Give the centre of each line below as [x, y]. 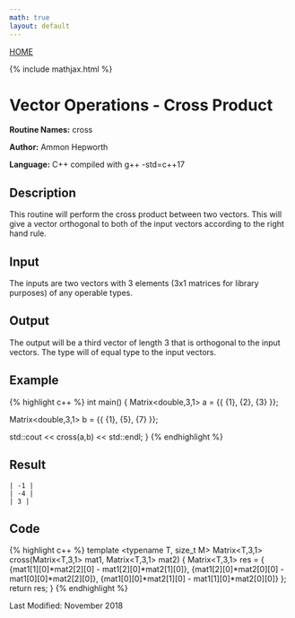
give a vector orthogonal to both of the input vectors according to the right [147, 224]
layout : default [39, 26]
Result [28, 465]
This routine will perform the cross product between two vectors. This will [146, 214]
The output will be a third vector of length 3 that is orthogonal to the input [145, 343]
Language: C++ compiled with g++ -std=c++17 [97, 165]
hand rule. [28, 233]
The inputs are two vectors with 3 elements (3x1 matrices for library [134, 283]
